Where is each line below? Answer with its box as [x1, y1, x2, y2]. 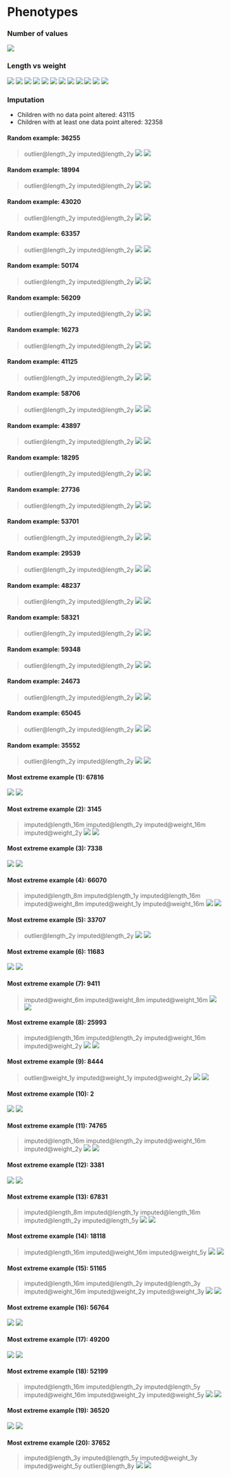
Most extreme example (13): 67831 [7, 1193, 108, 1201]
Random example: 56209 [7, 294, 81, 302]
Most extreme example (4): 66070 [7, 876, 107, 884]
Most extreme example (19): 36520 [7, 1407, 110, 1415]
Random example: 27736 [7, 485, 80, 493]
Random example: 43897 [7, 421, 81, 429]
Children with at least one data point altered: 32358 [16, 118, 163, 126]
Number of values [7, 29, 69, 39]
